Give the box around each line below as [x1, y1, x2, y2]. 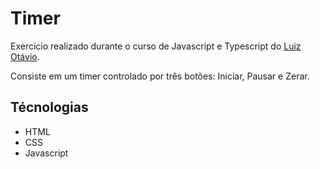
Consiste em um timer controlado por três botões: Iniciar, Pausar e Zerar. [10, 70, 310, 82]
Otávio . [10, 50, 40, 62]
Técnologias [10, 99, 89, 116]
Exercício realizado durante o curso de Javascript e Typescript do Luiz [10, 40, 302, 52]
